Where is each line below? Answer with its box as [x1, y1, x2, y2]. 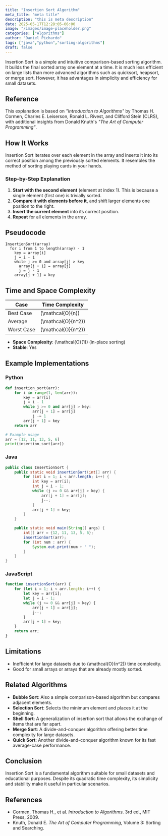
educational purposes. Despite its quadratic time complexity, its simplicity [5, 775, 158, 782]
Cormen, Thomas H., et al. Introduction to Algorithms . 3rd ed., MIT [12, 809, 151, 815]
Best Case [8, 310, 32, 317]
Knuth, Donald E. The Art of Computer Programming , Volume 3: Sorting [12, 820, 161, 826]
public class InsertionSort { [5, 465, 69, 470]
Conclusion [5, 757, 42, 765]
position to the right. [12, 203, 55, 209]
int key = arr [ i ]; [32, 479, 71, 484]
